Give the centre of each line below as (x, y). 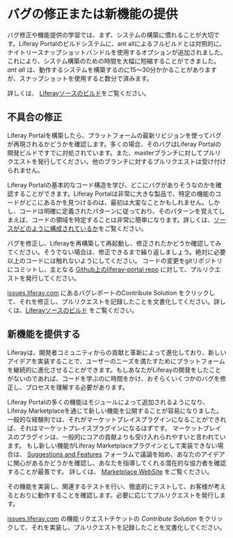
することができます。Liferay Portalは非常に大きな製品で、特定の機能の (114, 193)
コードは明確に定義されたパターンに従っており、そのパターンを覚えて (119, 211)
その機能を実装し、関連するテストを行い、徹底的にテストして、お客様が (111, 486)
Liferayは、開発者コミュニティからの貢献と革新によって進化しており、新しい (117, 352)
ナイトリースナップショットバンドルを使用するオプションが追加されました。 (117, 52)
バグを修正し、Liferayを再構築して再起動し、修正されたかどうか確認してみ (114, 243)
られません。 (25, 170)
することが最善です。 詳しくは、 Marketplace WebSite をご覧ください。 (110, 471)
